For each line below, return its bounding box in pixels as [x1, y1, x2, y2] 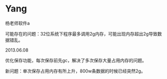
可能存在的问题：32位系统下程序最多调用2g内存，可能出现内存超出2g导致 [5, 30, 158, 36]
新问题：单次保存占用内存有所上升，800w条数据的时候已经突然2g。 [5, 68, 145, 74]
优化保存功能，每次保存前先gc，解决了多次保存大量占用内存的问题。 [5, 57, 147, 63]
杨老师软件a [5, 20, 30, 26]
